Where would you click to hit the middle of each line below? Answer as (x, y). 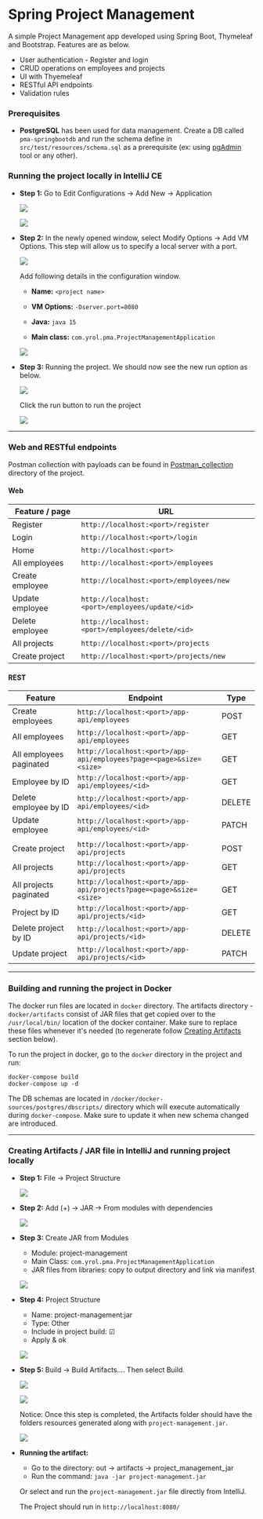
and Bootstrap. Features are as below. (69, 44)
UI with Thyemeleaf (51, 76)
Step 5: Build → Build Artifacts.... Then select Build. (102, 1369)
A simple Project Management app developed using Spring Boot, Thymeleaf (130, 36)
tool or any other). (49, 155)
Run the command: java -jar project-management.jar (119, 1476)
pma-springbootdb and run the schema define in (95, 139)
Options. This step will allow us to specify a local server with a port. (128, 246)
